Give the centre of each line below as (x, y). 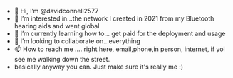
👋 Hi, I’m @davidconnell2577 (56, 11)
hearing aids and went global (57, 26)
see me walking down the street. (62, 59)
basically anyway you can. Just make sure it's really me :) (99, 67)
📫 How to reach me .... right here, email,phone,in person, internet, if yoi (120, 49)
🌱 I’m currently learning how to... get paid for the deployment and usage (120, 33)
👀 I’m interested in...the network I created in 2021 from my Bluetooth (114, 18)
